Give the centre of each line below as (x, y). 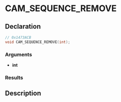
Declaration (23, 26)
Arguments (19, 54)
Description (23, 93)
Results (14, 77)
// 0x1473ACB (18, 37)
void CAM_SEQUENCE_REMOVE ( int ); (38, 42)
